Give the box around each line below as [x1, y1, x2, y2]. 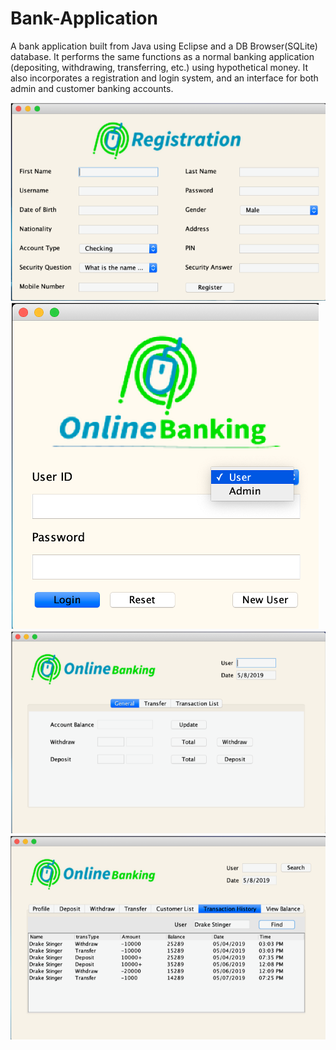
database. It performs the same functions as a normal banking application [10, 50, 315, 62]
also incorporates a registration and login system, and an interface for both [10, 72, 319, 84]
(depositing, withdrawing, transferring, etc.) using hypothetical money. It [10, 61, 309, 73]
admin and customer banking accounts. [10, 82, 174, 94]
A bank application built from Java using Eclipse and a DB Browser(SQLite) [10, 40, 318, 52]
